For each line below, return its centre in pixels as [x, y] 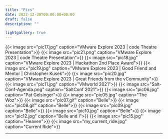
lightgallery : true [25, 33]
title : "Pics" [20, 10]
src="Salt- [151, 84]
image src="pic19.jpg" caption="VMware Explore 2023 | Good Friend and [81, 68]
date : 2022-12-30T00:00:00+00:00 [40, 14]
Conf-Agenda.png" [25, 89]
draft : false [19, 19]
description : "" [22, 24]
